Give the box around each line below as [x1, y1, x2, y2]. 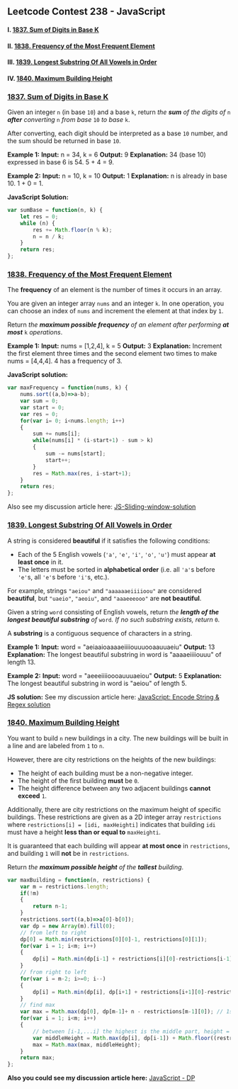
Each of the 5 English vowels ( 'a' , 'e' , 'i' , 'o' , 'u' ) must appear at [17, 550, 216, 558]
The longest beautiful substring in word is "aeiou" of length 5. [7, 679, 187, 687]
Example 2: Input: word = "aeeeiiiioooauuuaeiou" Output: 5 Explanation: [7, 671, 222, 679]
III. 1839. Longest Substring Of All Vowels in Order [7, 58, 157, 67]
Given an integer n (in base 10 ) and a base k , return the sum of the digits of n [7, 108, 231, 116]
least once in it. [17, 558, 64, 566]
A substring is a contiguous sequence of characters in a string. [7, 628, 193, 637]
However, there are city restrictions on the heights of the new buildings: [7, 755, 216, 764]
